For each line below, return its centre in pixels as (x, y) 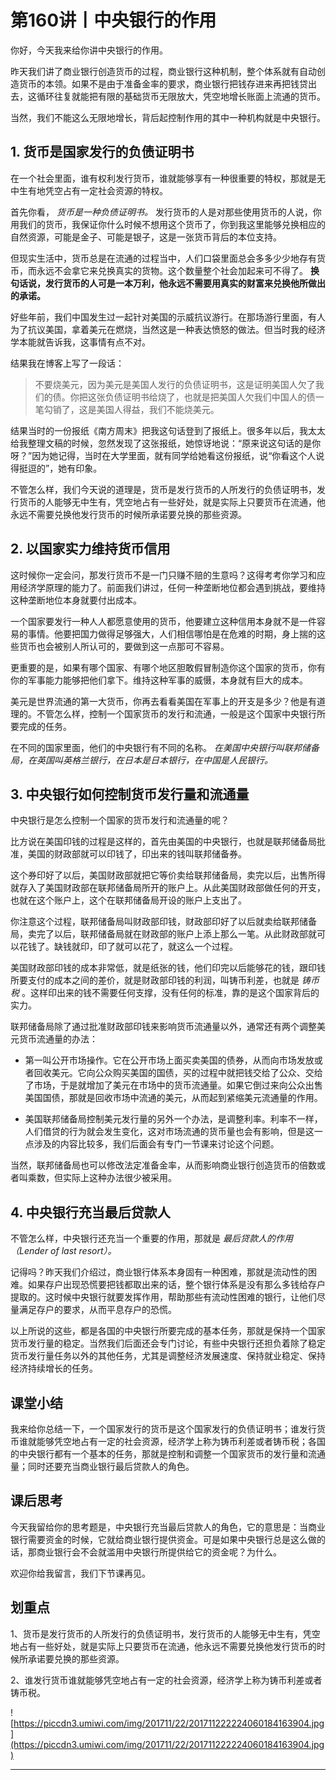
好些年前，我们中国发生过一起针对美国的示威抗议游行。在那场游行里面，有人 (168, 317)
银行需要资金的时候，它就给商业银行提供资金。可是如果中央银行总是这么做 (163, 1539)
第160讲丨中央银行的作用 (113, 20)
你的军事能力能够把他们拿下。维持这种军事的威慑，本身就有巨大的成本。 (159, 680)
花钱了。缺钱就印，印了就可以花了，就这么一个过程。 (128, 947)
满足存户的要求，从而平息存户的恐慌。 (97, 1310)
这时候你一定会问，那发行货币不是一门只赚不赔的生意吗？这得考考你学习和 (163, 575)
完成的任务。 (45, 726)
